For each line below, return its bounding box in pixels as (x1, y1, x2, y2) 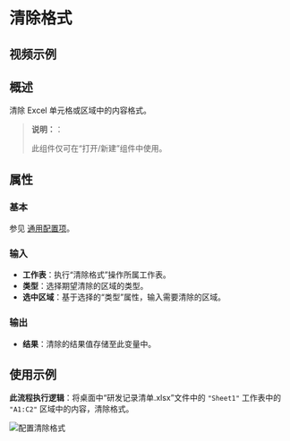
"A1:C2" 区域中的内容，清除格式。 (9, 403, 134, 414)
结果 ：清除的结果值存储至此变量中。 (21, 338, 157, 349)
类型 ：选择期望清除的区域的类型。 (21, 281, 149, 292)
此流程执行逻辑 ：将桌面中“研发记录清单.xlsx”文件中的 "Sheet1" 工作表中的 (9, 393, 282, 403)
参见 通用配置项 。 (9, 223, 74, 233)
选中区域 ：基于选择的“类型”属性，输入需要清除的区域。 (21, 292, 226, 302)
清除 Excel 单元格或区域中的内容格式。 (9, 105, 152, 116)
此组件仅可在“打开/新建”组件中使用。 (30, 143, 167, 154)
